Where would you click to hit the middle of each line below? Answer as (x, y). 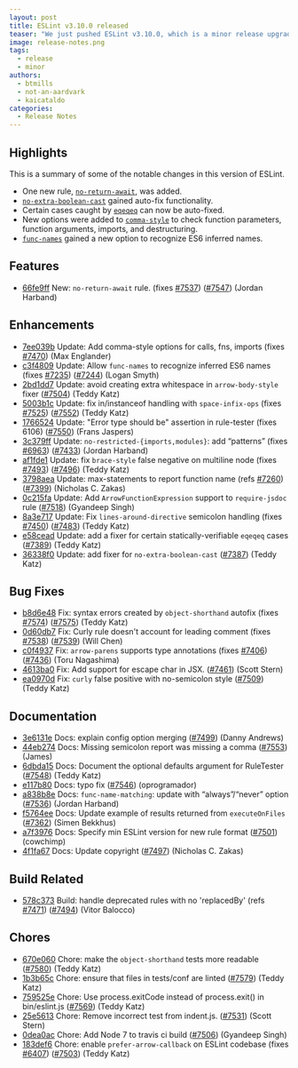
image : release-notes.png (57, 42)
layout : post (33, 17)
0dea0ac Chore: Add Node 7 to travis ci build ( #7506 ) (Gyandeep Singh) (154, 1034)
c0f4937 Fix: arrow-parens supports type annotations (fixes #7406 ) (145, 650)
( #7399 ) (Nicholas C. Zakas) (74, 488)
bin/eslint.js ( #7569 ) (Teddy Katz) (83, 1006)
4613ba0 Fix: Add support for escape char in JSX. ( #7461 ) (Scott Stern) (153, 669)
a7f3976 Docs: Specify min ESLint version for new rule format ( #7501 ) (149, 833)
